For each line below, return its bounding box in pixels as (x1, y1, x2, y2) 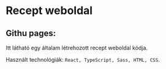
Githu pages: (6, 28, 56, 38)
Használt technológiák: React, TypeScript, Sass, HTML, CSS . (6, 56, 160, 63)
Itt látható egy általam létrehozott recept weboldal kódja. (6, 44, 148, 51)
